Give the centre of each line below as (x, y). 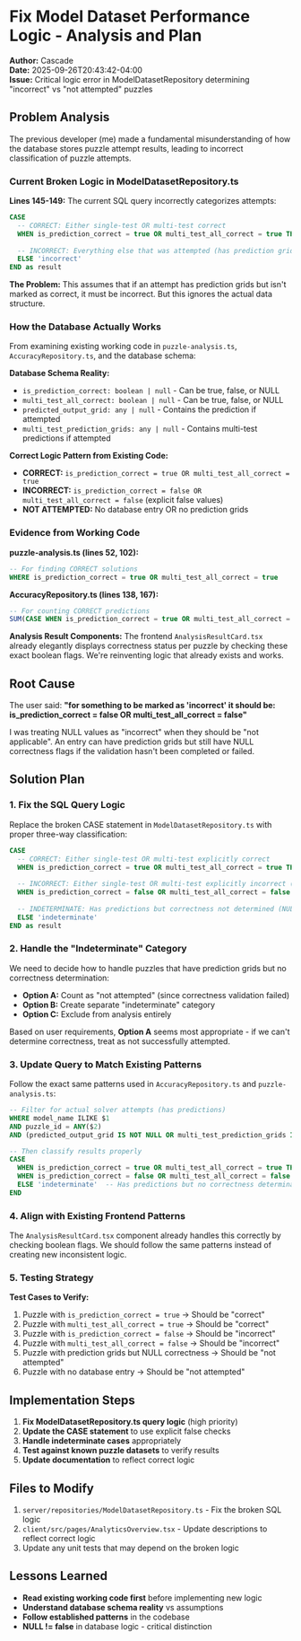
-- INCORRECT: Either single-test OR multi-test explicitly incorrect (152, 884)
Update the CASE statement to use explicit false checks (126, 1431)
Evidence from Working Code (75, 533)
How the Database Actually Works (85, 327)
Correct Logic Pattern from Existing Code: (89, 456)
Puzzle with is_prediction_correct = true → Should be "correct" (144, 1315)
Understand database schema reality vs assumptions (123, 1607)
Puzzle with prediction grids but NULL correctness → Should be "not (149, 1353)
